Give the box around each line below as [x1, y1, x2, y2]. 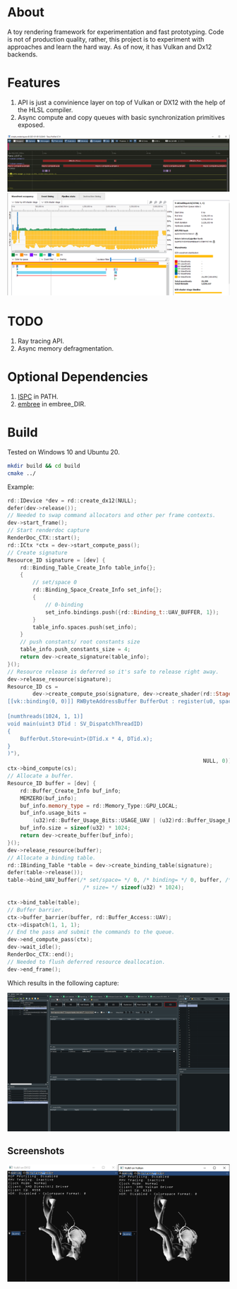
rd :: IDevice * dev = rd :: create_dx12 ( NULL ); [7, 497, 138, 504]
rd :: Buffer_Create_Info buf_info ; [20, 787, 121, 794]
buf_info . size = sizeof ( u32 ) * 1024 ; [20, 825, 131, 832]
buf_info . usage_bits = [20, 809, 87, 817]
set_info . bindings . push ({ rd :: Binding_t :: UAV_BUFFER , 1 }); [44, 608, 219, 616]
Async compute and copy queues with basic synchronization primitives [17, 113, 226, 121]
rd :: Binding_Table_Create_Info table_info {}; [20, 564, 157, 571]
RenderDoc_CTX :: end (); [7, 951, 74, 958]
